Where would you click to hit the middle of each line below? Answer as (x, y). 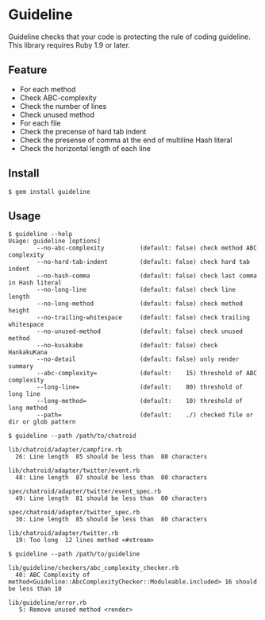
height (19, 311)
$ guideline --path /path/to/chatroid (72, 436)
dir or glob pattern (42, 422)
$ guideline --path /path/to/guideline (74, 554)
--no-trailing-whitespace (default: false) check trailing (143, 318)
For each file (40, 123)
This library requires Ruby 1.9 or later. (69, 45)
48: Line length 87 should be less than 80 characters (111, 478)
